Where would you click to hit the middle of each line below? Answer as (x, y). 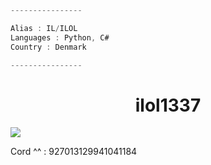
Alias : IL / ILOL (44, 28)
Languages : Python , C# (60, 37)
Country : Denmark (48, 47)
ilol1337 (168, 105)
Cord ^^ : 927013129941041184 (74, 152)
